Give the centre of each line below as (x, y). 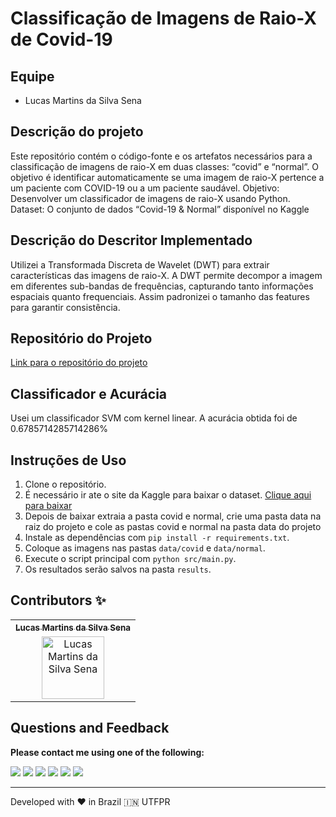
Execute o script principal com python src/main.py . (130, 559)
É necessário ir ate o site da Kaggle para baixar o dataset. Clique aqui (168, 495)
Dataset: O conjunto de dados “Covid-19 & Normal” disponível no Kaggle (160, 209)
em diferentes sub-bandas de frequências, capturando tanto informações (162, 286)
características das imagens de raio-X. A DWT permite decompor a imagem (166, 275)
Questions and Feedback (90, 728)
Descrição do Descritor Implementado (131, 240)
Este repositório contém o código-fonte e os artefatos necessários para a (161, 156)
